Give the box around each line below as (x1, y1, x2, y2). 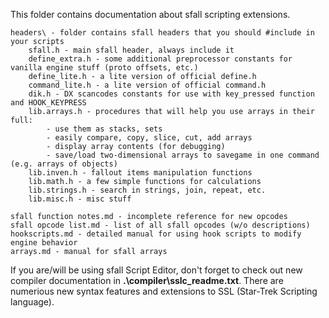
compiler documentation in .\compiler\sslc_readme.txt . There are (10, 275, 284, 286)
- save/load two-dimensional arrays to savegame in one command (46, 150, 320, 160)
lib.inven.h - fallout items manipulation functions (28, 168, 253, 178)
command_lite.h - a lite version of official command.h (28, 80, 267, 90)
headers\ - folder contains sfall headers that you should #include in (10, 28, 315, 38)
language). (10, 296, 55, 308)
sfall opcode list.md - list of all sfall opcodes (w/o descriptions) (10, 220, 311, 230)
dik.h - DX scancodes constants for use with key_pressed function (28, 89, 315, 99)
